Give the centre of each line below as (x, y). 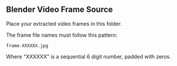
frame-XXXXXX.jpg (27, 46)
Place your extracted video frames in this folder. (64, 23)
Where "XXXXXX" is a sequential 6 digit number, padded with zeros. (88, 56)
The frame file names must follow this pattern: (62, 35)
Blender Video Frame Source (59, 10)
